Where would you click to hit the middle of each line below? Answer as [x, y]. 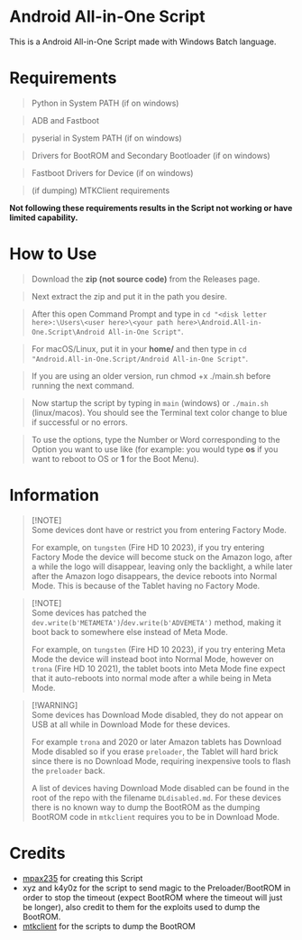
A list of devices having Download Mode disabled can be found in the [160, 788]
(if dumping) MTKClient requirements [101, 190]
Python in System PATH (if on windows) [105, 103]
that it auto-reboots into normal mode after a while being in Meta [151, 677]
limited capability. [44, 217]
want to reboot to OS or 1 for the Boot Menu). [115, 458]
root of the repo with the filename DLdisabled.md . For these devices [156, 797]
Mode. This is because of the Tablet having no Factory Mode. [146, 585]
